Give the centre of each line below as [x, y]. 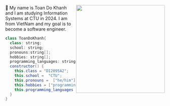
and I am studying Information [36, 13]
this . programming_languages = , [90, 90]
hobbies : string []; [30, 57]
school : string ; [27, 48]
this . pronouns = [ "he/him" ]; [46, 80]
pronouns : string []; [30, 52]
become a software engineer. [36, 29]
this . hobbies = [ [33, 85]
